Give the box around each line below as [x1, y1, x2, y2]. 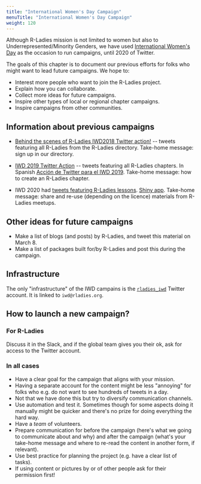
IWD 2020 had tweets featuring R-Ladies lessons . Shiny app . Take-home [14, 187, 195, 194]
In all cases [6, 361, 40, 370]
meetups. [32, 199, 56, 207]
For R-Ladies [6, 327, 44, 335]
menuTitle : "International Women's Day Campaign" [6, 14, 133, 20]
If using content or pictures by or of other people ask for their [14, 465, 166, 472]
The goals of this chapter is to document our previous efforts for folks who [6, 61, 190, 68]
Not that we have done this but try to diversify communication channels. [14, 395, 193, 402]
